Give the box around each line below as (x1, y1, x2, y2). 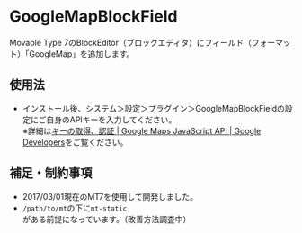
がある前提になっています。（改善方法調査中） (22, 213, 191, 224)
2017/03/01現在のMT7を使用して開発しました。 (22, 191, 198, 202)
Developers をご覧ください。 (22, 137, 129, 148)
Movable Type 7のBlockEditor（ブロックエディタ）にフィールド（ (9, 37, 252, 48)
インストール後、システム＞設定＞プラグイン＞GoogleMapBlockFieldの (22, 103, 285, 113)
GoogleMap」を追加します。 (28, 48, 135, 59)
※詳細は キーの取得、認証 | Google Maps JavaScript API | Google (22, 125, 262, 136)
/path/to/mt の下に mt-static (22, 202, 128, 213)
